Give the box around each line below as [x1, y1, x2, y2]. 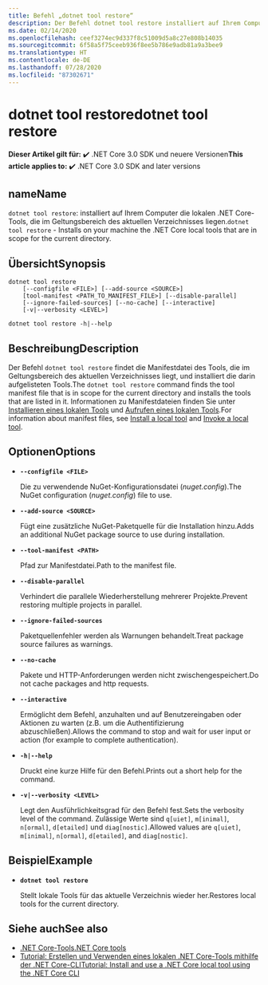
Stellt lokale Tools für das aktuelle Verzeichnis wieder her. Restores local [19, 890, 257, 900]
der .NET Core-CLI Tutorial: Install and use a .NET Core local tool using [19, 960, 251, 970]
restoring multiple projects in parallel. [19, 600, 142, 609]
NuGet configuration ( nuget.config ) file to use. [19, 490, 173, 499]
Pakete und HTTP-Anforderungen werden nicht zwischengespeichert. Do [19, 670, 259, 680]
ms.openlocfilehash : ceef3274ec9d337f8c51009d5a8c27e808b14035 [8, 33, 223, 42]
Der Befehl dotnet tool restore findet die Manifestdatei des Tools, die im [8, 363, 250, 372]
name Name [8, 187, 67, 200]
